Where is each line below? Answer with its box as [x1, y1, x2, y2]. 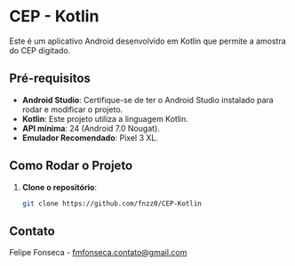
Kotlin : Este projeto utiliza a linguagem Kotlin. [21, 113, 189, 124]
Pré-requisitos [9, 71, 92, 86]
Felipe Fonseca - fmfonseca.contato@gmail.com [9, 247, 187, 258]
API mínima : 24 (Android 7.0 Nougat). [21, 123, 160, 133]
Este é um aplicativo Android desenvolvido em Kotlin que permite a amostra [9, 36, 286, 46]
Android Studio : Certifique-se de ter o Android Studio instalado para [21, 94, 274, 105]
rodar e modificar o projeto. [21, 104, 124, 115]
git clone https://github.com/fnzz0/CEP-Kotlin [21, 198, 202, 208]
